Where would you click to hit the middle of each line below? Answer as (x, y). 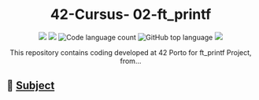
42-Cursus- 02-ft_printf (131, 15)
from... (131, 61)
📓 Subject (31, 85)
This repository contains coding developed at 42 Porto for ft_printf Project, (131, 52)
